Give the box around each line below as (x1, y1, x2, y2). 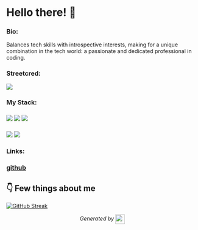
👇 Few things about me (6, 183, 96, 193)
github (6, 164, 26, 172)
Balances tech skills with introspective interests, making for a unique (6, 41, 179, 48)
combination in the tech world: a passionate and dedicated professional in (6, 48, 192, 55)
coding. (6, 54, 26, 62)
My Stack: (6, 98, 37, 106)
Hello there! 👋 (6, 5, 76, 20)
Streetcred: (6, 70, 41, 78)
